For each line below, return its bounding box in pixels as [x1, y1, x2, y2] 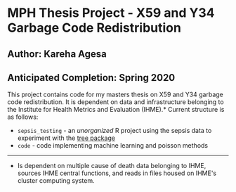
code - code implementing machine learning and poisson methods [17, 141, 209, 150]
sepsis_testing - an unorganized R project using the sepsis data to [17, 127, 212, 135]
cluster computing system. [17, 177, 95, 185]
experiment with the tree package [17, 134, 116, 142]
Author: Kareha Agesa [7, 48, 107, 60]
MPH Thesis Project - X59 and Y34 [7, 5, 215, 21]
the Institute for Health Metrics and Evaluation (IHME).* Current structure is [7, 105, 225, 114]
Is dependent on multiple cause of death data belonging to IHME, [17, 162, 206, 170]
